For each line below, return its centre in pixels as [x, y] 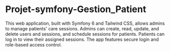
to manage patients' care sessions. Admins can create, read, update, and [82, 28]
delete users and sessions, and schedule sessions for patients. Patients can [85, 34]
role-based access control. [34, 44]
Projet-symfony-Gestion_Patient [76, 9]
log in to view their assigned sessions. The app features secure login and [82, 39]
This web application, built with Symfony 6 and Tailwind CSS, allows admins [85, 23]
